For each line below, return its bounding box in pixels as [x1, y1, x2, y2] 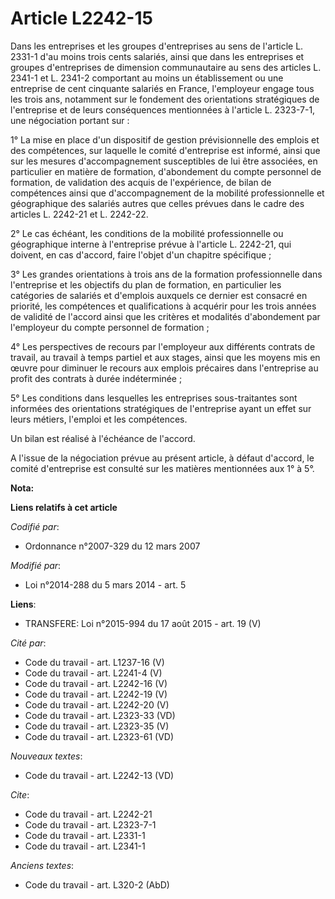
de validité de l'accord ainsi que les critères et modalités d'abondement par [10, 310, 321, 322]
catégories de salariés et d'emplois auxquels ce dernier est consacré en [10, 289, 308, 301]
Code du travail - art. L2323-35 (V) [24, 720, 170, 732]
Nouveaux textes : [10, 750, 83, 762]
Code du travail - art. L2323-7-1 [24, 818, 157, 831]
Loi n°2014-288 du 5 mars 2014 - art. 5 [24, 578, 187, 591]
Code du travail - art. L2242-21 [24, 808, 153, 820]
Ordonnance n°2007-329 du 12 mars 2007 [24, 540, 201, 552]
